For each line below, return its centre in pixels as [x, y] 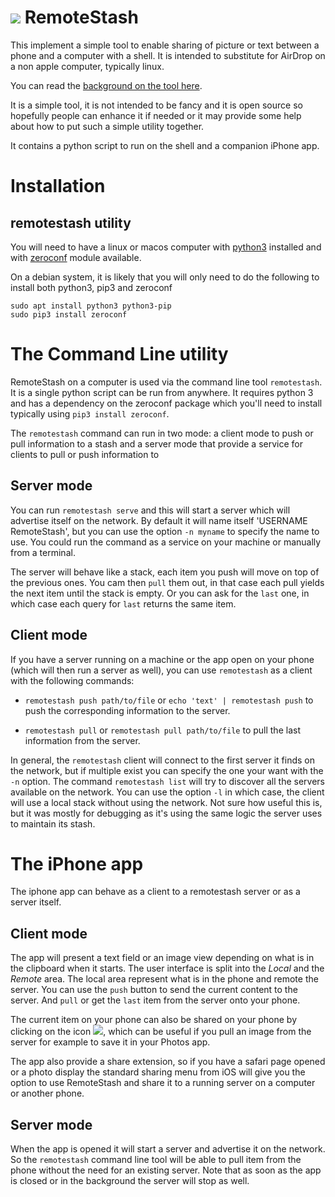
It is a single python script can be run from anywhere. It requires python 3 [162, 392]
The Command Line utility [119, 354]
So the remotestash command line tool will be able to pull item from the [156, 1160]
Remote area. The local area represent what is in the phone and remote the [164, 979]
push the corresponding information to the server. [127, 710]
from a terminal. [43, 552]
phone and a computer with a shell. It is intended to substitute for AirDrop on [168, 55]
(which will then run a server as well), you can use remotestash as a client [161, 670]
